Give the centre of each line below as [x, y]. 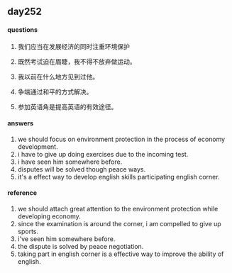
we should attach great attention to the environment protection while [118, 209]
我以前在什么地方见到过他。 [58, 77]
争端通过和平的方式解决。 [55, 91]
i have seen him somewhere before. [70, 162]
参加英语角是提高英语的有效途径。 [67, 106]
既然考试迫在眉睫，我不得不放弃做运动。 [77, 61]
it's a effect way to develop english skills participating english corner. [118, 177]
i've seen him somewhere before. [66, 239]
